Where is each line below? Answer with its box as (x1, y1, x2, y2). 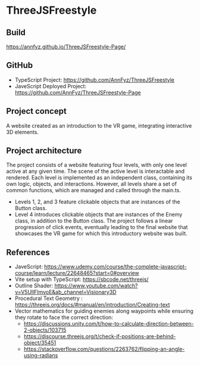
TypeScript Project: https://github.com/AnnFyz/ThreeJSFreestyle (14, 76, 174, 83)
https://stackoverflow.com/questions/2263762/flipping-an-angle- (23, 345, 185, 352)
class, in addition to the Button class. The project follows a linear (14, 217, 173, 224)
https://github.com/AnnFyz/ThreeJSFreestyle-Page (14, 89, 141, 96)
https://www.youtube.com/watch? (54, 282, 138, 289)
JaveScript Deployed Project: (14, 82, 87, 89)
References (6, 247, 50, 257)
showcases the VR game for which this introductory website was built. (14, 230, 187, 237)
